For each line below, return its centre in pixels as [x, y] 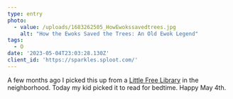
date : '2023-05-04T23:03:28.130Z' [59, 54]
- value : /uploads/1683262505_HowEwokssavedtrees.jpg [95, 27]
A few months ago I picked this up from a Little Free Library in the [103, 80]
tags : [15, 40]
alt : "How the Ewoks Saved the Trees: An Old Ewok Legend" [109, 34]
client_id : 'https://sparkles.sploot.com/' [73, 60]
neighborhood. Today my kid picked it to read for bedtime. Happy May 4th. [117, 87]
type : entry [25, 14]
